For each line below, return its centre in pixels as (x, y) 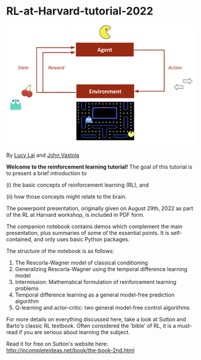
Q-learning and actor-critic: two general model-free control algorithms (102, 307)
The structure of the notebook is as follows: (60, 251)
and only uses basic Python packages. (82, 239)
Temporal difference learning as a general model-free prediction (94, 295)
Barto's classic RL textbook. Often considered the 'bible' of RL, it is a (91, 326)
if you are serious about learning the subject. (75, 332)
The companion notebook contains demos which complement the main (94, 226)
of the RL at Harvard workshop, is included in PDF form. (76, 214)
